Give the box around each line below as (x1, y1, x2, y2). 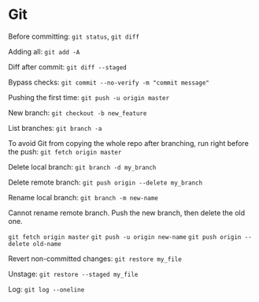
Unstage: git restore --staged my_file (8, 269, 139, 278)
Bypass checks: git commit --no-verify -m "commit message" (8, 77, 210, 87)
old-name (32, 240, 61, 248)
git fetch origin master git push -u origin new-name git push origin (8, 233, 242, 241)
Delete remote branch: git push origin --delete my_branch (8, 177, 203, 187)
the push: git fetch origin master (8, 147, 122, 156)
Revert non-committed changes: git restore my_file (8, 254, 183, 263)
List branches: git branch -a (8, 123, 102, 132)
